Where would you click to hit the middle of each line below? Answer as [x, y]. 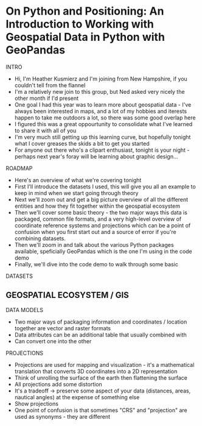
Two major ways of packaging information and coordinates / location [101, 322]
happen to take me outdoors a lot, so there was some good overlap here [105, 118]
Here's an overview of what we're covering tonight [78, 180]
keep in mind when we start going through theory [76, 193]
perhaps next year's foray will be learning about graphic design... [96, 156]
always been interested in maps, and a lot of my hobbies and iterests [100, 111]
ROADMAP [19, 168]
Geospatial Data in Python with [85, 37]
